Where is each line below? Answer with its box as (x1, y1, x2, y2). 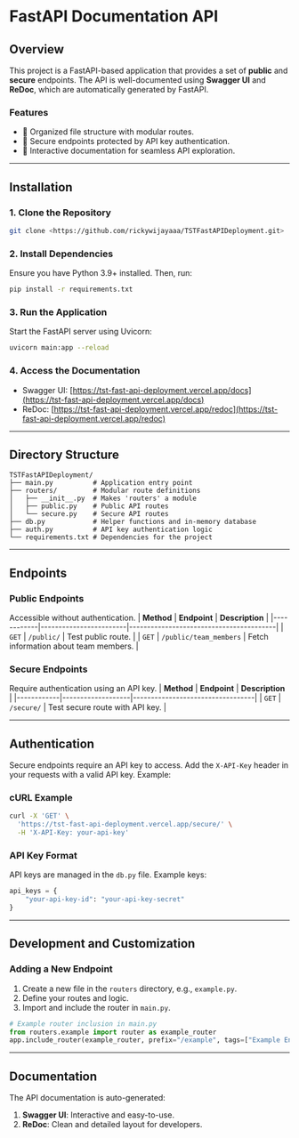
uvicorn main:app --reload (9, 343, 109, 352)
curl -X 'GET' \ (9, 811, 69, 820)
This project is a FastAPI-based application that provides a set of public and (9, 65, 288, 76)
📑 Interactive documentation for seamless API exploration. (21, 145, 236, 157)
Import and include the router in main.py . (21, 1002, 171, 1013)
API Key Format (9, 849, 77, 861)
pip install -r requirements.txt (9, 285, 133, 295)
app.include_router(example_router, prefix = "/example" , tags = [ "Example (9, 1036, 280, 1045)
